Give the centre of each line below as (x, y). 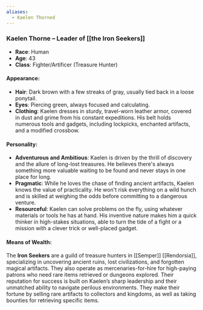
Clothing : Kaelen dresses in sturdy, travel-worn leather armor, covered (103, 111)
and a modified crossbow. (47, 130)
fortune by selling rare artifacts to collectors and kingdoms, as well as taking (101, 294)
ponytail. (26, 98)
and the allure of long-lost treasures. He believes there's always (94, 164)
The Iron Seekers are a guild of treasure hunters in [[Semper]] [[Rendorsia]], (101, 256)
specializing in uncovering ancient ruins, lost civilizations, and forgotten (95, 262)
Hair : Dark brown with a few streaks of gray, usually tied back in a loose (105, 92)
